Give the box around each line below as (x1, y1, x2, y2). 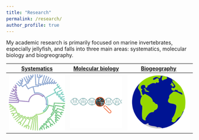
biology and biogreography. (6, 52, 74, 59)
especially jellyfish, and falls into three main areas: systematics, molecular (6, 45, 187, 53)
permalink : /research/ (6, 15, 62, 22)
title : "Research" (6, 9, 52, 15)
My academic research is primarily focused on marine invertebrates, (6, 39, 173, 46)
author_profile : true (6, 22, 60, 28)
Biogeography (140, 65, 176, 72)
